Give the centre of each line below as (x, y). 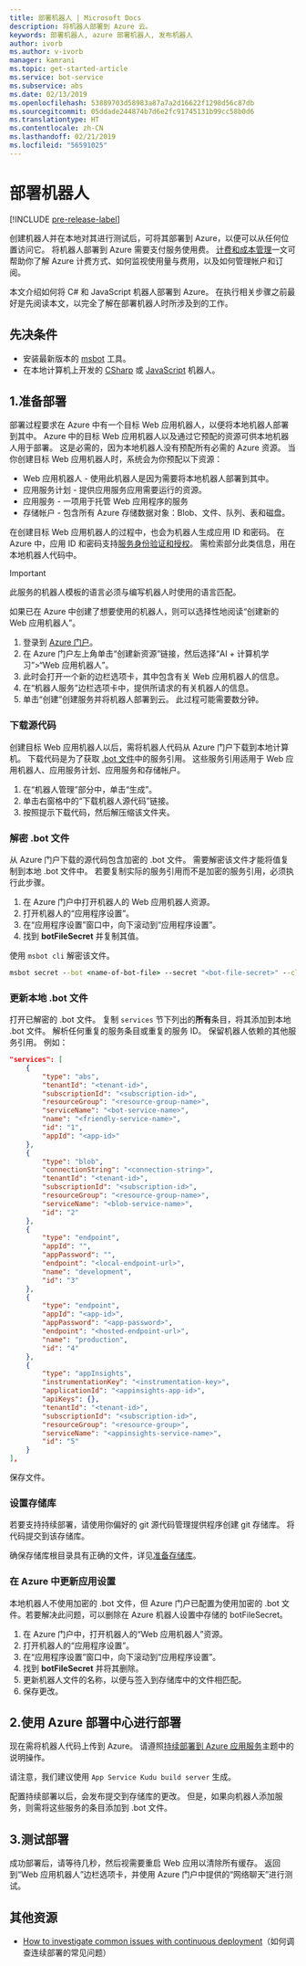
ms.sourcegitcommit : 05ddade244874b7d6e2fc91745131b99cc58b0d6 (132, 111)
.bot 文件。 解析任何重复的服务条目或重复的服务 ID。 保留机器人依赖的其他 (149, 1031)
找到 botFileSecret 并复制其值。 (83, 936)
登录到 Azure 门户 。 (60, 642)
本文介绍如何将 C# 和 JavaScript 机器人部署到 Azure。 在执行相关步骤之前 (148, 291)
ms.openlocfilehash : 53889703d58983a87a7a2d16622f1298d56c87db (132, 103)
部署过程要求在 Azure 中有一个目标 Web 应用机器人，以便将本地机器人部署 (149, 425)
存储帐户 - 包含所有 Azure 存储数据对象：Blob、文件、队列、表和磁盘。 (156, 513)
